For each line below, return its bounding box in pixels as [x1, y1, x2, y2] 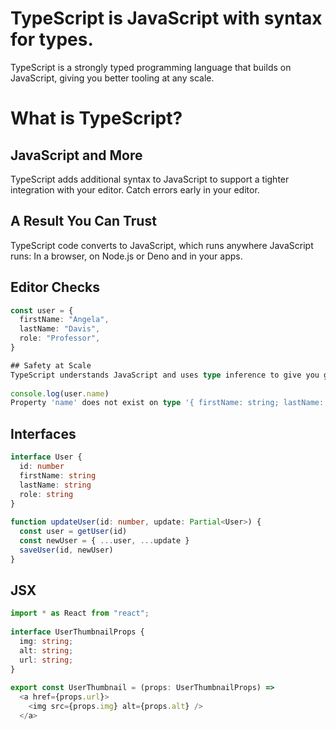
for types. [10, 28, 94, 51]
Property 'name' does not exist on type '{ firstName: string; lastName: [10, 398, 325, 408]
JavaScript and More [10, 147, 143, 164]
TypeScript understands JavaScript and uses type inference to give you [10, 370, 320, 380]
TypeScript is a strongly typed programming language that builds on [10, 61, 292, 73]
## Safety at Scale [10, 360, 92, 371]
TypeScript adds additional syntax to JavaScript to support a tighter [10, 173, 290, 185]
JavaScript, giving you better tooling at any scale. [10, 72, 215, 84]
